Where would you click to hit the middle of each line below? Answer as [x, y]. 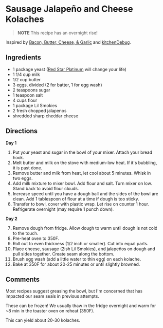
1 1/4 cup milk [26, 74]
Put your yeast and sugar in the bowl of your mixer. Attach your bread [82, 152]
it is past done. [27, 168]
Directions [22, 131]
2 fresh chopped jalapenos [40, 110]
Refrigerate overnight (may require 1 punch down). [63, 209]
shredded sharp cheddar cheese [45, 116]
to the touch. [25, 233]
